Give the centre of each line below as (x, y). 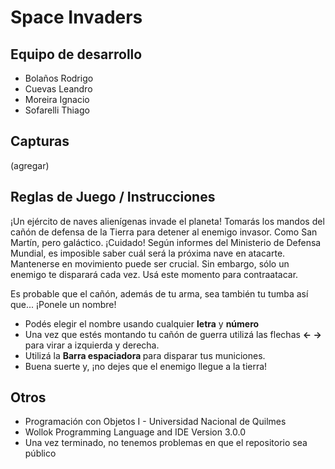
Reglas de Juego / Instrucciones (113, 197)
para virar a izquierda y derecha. (92, 345)
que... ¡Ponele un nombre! (63, 304)
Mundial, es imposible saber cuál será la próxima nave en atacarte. (148, 253)
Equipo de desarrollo (76, 54)
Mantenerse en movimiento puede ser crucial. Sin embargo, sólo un (150, 263)
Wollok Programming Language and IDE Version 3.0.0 (135, 432)
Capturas (40, 141)
